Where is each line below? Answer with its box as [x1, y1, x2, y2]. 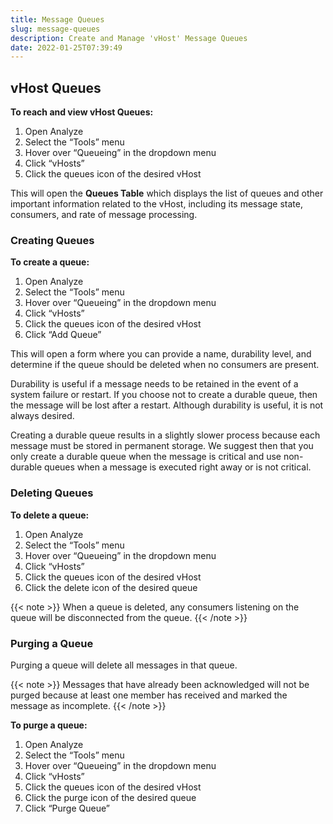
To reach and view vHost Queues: [10, 106, 154, 118]
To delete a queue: [10, 509, 90, 521]
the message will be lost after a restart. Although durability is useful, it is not [10, 399, 324, 411]
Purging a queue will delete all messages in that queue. [10, 659, 238, 671]
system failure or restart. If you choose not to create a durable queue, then [10, 389, 318, 401]
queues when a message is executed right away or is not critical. [44, 461, 312, 473]
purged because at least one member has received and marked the [10, 689, 288, 701]
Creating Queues [10, 233, 95, 247]
